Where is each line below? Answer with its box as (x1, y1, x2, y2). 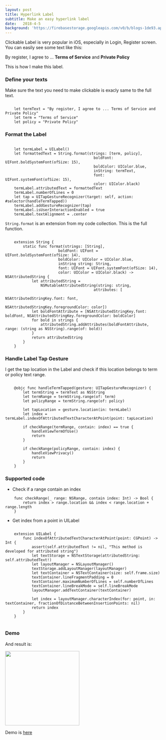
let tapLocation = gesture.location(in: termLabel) (23, 407, 132, 412)
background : (5, 26, 30, 31)
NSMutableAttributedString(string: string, (40, 283, 132, 288)
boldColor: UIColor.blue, (93, 164, 147, 169)
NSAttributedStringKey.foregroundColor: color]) (5, 304, 107, 310)
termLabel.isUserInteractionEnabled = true (14, 207, 105, 212)
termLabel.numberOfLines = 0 (14, 190, 74, 195)
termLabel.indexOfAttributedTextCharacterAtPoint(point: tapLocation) (5, 416, 154, 421)
